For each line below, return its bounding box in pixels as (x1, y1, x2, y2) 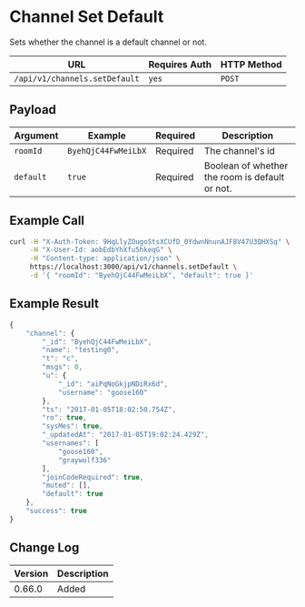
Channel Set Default (9, 6, 164, 27)
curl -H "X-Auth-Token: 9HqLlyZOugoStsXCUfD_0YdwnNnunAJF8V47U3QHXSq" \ (9, 237, 290, 247)
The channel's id (203, 144, 275, 157)
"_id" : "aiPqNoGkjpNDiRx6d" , (57, 379, 169, 389)
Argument (14, 129, 59, 142)
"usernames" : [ (42, 439, 100, 448)
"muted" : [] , (42, 481, 92, 491)
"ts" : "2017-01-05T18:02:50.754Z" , (42, 405, 177, 414)
